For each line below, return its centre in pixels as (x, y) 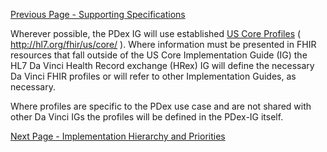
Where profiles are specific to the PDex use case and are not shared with (161, 106)
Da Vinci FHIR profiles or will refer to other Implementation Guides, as (153, 76)
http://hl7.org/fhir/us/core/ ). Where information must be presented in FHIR (163, 44)
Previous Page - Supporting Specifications (98, 14)
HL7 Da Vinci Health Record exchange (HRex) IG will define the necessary (162, 65)
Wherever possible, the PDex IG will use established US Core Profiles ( (156, 33)
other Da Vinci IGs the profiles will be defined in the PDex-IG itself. (147, 117)
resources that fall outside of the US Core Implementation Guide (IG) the (159, 55)
